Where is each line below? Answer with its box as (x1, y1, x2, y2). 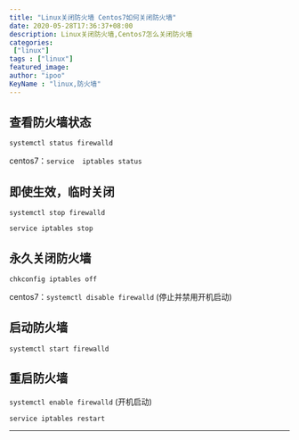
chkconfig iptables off (9, 275, 98, 284)
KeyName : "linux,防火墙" (9, 79, 101, 88)
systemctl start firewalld (9, 345, 109, 353)
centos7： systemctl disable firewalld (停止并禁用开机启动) (9, 292, 233, 303)
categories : (9, 37, 53, 47)
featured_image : (9, 63, 69, 72)
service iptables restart (9, 414, 105, 423)
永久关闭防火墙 (9, 251, 92, 266)
